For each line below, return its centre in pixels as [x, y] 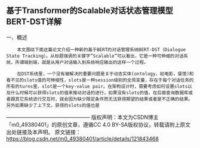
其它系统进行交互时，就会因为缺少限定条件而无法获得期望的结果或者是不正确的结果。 [104, 99]
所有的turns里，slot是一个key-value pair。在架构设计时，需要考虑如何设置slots [97, 86]
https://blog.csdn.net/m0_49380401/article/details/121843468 [83, 138]
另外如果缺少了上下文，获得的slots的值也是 [53, 105]
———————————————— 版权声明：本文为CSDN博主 [82, 117]
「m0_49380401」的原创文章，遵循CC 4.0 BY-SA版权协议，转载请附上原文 [99, 124]
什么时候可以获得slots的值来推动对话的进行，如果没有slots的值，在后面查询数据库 [99, 93]
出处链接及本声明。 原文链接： [44, 132]
